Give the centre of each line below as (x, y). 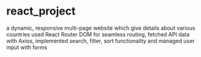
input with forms (27, 47)
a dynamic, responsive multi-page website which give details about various (101, 28)
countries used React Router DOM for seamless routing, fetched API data (98, 34)
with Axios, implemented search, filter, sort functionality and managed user (100, 41)
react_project (41, 11)
